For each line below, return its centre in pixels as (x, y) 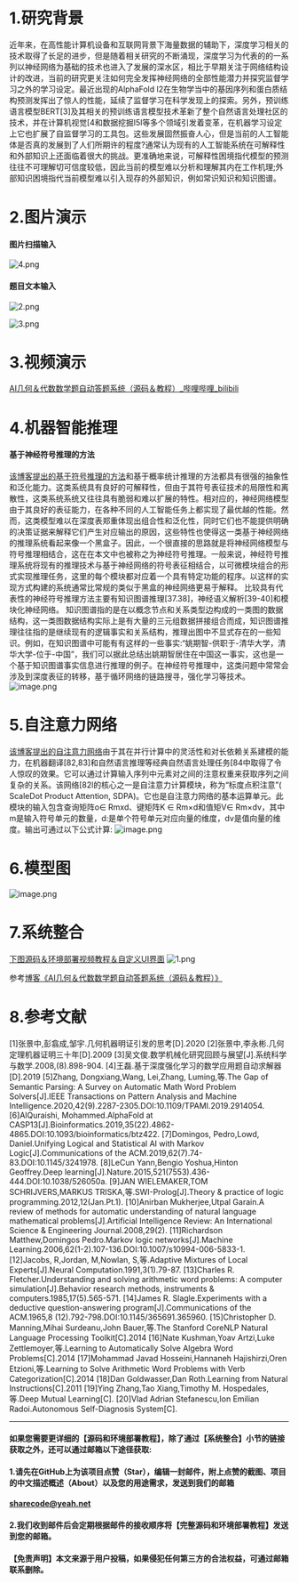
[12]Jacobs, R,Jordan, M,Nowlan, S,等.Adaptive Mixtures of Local (129, 1259)
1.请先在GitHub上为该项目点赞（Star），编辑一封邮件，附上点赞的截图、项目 (148, 1471)
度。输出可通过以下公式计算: (61, 829)
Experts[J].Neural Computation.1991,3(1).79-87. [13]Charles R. (122, 1270)
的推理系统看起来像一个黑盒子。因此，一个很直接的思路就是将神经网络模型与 (149, 543)
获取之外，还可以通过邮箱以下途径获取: (81, 1450)
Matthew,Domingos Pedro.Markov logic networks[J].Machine (121, 1240)
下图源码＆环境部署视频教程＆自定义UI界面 (87, 958)
